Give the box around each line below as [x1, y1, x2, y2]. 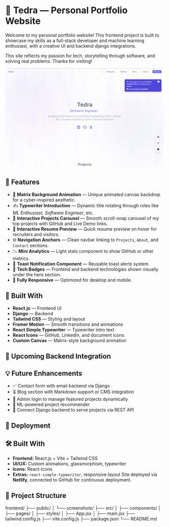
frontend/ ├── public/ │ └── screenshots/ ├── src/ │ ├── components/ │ [5, 505, 161, 511]
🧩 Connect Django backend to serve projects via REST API [12, 406, 134, 412]
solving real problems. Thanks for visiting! [5, 58, 92, 64]
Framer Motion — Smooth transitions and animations [12, 321, 124, 327]
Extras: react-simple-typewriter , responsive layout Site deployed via [12, 471, 157, 477]
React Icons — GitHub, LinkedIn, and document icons [12, 332, 125, 338]
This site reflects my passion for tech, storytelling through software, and [5, 53, 155, 59]
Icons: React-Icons [12, 466, 53, 472]
